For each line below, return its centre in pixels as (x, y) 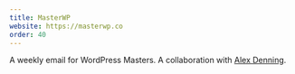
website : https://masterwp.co (67, 26)
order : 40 (28, 34)
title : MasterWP (40, 18)
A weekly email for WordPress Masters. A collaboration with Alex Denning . (148, 60)
